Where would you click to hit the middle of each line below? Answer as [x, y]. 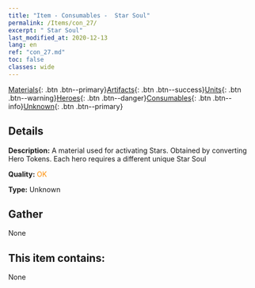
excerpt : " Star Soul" [46, 30]
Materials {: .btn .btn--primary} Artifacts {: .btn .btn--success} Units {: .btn [125, 89]
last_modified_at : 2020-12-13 [58, 38]
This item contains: [57, 258]
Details [26, 131]
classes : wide [32, 67]
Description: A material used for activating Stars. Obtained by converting [127, 150]
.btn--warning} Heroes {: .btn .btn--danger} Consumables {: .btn [110, 98]
